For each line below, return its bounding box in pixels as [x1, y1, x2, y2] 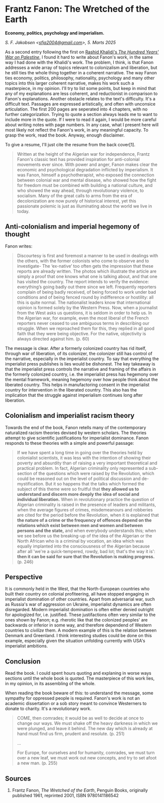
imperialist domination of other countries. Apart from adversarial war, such [5, 596, 155, 602]
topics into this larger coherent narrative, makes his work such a [5, 80, 134, 86]
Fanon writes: [5, 243, 33, 249]
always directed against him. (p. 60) [17, 336, 89, 342]
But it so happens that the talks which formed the [45, 481, 144, 486]
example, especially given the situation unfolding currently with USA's [5, 638, 145, 644]
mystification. [17, 481, 45, 486]
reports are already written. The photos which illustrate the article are [17, 268, 157, 274]
